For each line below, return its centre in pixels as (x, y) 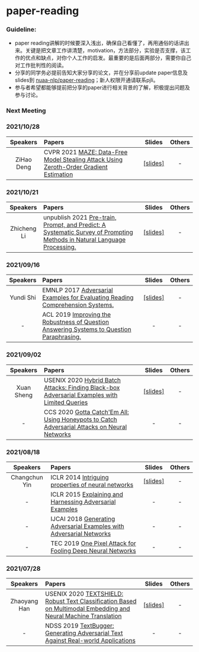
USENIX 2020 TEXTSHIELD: (84, 594)
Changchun (27, 477)
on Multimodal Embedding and (88, 609)
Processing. (60, 247)
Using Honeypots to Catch (81, 419)
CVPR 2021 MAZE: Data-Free (86, 152)
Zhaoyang (24, 602)
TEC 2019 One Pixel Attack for (93, 543)
